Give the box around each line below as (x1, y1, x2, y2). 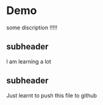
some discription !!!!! (6, 24, 58, 31)
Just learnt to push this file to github (6, 92, 98, 99)
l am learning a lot (6, 57, 52, 65)
